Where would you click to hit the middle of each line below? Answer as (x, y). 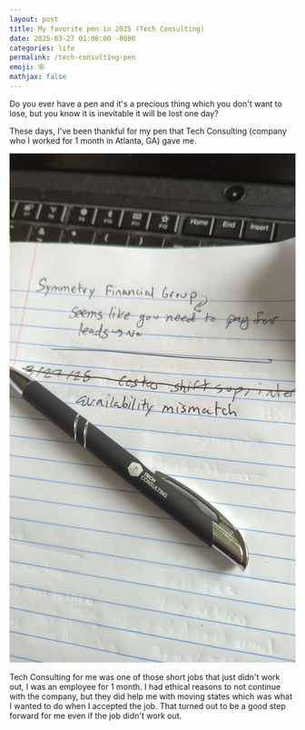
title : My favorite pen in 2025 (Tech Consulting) (107, 29)
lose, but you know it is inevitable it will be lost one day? (114, 113)
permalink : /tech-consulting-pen (73, 58)
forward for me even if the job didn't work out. (96, 715)
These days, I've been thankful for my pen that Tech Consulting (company (148, 131)
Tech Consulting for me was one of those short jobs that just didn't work (145, 676)
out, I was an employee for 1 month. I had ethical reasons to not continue (145, 686)
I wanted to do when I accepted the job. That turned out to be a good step (148, 705)
